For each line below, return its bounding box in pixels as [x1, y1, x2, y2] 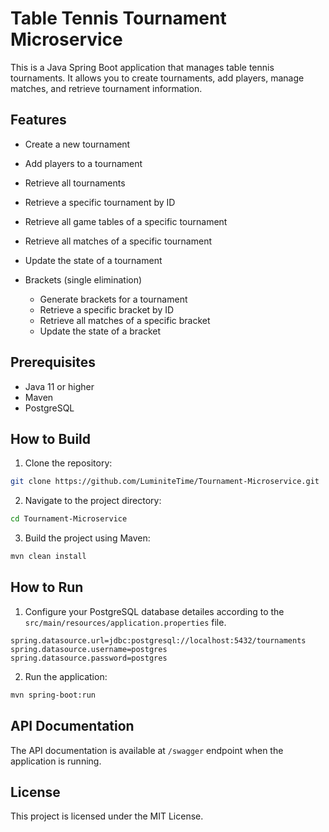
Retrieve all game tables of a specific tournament [24, 215, 228, 227]
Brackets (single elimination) [24, 273, 143, 286]
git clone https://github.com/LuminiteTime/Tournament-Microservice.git [10, 477, 320, 487]
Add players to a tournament [24, 157, 143, 169]
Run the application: [24, 670, 108, 682]
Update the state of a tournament [24, 254, 163, 266]
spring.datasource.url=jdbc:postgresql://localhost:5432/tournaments [10, 635, 307, 646]
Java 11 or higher [24, 380, 95, 392]
